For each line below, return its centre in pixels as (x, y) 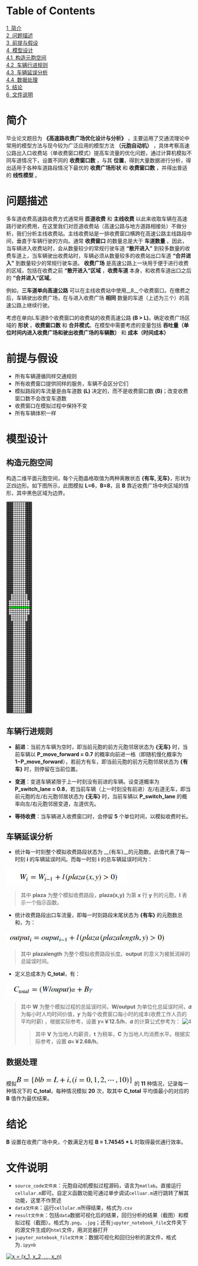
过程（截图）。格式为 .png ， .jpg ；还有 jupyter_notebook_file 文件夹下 (103, 1223)
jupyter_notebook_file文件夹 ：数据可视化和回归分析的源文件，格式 (95, 1238)
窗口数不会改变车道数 (40, 398)
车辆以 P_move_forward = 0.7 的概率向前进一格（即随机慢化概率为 (101, 754)
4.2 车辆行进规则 (27, 65)
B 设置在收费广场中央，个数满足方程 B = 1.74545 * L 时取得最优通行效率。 (96, 1142)
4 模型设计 (20, 50)
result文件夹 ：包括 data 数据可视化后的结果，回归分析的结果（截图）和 (99, 1215)
